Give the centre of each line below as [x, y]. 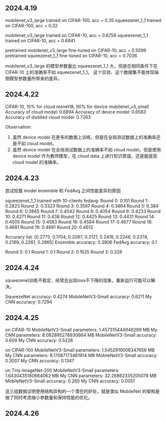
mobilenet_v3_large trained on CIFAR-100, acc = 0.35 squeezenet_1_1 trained [83, 20]
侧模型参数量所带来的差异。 [34, 78]
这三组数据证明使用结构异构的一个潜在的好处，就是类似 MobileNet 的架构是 [83, 391]
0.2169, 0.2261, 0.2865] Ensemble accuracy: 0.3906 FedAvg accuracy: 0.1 [81, 242]
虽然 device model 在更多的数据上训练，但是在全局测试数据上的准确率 [84, 137]
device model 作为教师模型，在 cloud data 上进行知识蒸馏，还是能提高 [85, 156]
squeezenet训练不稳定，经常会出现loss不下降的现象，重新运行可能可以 [78, 280]
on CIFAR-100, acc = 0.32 [31, 25]
